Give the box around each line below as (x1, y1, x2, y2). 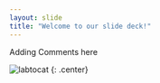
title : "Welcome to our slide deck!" (9, 22, 152, 31)
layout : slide (9, 13, 63, 23)
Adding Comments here (9, 46, 98, 57)
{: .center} (51, 64, 89, 75)
